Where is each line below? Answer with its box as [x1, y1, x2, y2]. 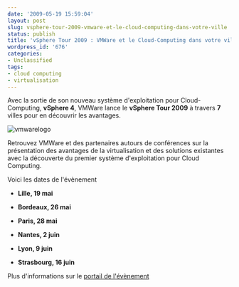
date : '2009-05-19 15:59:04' [7, 10, 94, 18]
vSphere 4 [43, 104, 75, 113]
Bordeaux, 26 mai [17, 203, 71, 212]
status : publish [7, 30, 55, 38]
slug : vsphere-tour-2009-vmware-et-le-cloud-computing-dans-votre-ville [7, 24, 228, 31]
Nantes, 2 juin [17, 231, 60, 239]
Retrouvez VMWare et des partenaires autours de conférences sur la [7, 139, 208, 147]
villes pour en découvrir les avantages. [7, 111, 121, 120]
